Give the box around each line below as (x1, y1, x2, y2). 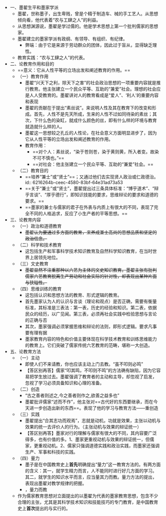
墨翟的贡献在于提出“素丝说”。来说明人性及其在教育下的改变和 (25, 105, 152, 110)
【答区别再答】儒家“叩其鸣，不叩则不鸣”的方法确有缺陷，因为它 (25, 367, 156, 373)
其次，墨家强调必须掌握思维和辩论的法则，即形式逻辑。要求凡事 (25, 323, 157, 329)
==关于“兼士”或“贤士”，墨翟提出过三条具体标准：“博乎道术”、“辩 (25, 185, 159, 191)
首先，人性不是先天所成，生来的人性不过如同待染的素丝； (34, 111, 153, 117)
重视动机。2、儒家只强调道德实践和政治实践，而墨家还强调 (38, 443, 159, 448)
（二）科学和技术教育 (17, 242, 62, 247)
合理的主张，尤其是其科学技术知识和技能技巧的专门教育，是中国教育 (17, 499, 158, 505)
